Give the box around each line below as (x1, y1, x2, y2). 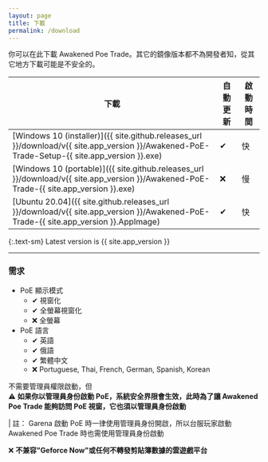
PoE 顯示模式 (19, 285, 64, 295)
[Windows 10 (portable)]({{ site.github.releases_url (12, 163, 204, 174)
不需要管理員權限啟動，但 (8, 381, 93, 391)
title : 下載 (8, 19, 45, 27)
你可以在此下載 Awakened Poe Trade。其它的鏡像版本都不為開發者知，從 (8, 50, 248, 59)
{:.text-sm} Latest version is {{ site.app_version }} (8, 237, 170, 246)
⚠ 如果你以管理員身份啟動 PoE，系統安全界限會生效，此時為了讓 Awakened (8, 391, 258, 400)
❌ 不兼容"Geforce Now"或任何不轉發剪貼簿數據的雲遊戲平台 (8, 445, 207, 455)
